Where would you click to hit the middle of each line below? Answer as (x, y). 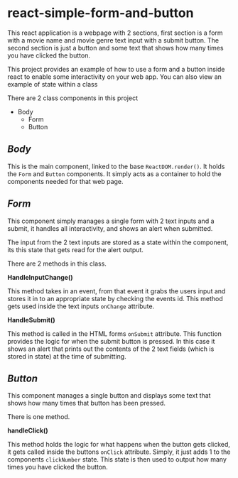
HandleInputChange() (40, 277)
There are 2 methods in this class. (57, 264)
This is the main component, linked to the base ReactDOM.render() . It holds (116, 166)
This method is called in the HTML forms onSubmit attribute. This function (115, 333)
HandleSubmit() (31, 320)
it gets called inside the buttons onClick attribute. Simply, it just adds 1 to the (119, 452)
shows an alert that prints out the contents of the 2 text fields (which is (111, 349)
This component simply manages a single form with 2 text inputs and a (111, 221)
